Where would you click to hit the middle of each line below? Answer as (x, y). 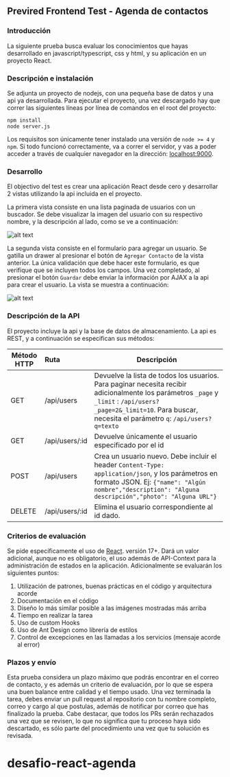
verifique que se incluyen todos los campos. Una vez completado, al (103, 270)
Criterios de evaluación (47, 536)
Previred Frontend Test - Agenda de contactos (108, 11)
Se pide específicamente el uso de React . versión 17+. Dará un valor (103, 551)
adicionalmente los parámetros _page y (156, 392)
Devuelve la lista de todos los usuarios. (157, 375)
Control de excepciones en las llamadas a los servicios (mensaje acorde (119, 637)
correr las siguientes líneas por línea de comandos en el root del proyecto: (112, 108)
